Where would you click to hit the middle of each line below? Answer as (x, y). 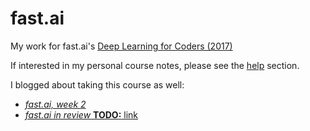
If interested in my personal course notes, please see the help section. (155, 65)
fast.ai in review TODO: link (81, 114)
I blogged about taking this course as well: (97, 84)
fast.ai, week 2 (55, 104)
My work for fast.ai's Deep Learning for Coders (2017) (121, 46)
